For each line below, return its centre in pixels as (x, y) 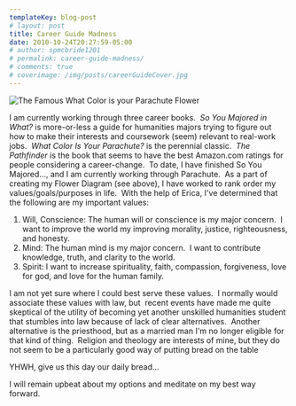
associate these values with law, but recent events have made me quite (140, 302)
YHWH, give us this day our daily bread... (84, 367)
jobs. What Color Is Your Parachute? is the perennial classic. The (130, 145)
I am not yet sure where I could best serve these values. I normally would (144, 293)
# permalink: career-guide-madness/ (77, 59)
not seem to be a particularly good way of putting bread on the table (134, 349)
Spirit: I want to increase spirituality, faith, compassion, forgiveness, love (154, 266)
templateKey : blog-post (53, 17)
